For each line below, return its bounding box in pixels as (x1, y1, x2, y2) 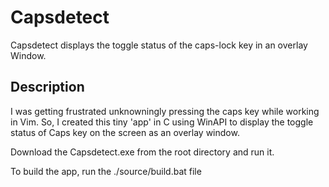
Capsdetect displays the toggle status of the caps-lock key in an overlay (10, 39, 308, 51)
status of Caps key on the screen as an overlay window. (10, 126, 240, 138)
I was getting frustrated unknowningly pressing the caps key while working (10, 105, 320, 117)
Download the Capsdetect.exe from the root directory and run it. (10, 146, 275, 158)
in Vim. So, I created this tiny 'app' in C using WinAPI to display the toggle (10, 116, 314, 128)
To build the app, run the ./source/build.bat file (10, 165, 202, 177)
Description (10, 79, 85, 96)
